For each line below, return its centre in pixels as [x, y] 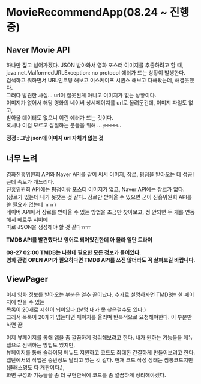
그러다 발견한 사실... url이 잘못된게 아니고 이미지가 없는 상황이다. [81, 95]
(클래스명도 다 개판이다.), [35, 367]
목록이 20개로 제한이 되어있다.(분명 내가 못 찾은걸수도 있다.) [76, 309]
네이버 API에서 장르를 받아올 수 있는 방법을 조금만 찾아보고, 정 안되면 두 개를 [95, 212]
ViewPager [27, 279]
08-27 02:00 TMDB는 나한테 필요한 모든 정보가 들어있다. [74, 252]
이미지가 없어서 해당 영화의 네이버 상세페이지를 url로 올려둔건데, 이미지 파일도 [97, 102]
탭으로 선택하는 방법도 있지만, [41, 345]
